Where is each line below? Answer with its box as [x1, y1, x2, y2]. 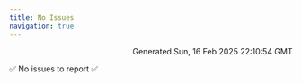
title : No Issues [9, 12, 75, 22]
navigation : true [9, 21, 75, 30]
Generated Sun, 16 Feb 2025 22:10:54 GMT [132, 46, 293, 56]
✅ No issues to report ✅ [9, 63, 99, 74]
